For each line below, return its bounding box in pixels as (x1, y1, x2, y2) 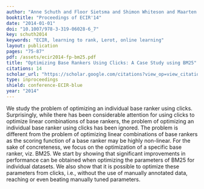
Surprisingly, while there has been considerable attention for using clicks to (6, 111, 195, 119)
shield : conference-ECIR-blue (6, 83, 83, 89)
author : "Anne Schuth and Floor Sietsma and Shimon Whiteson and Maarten (6, 9, 197, 15)
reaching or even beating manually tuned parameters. (6, 176, 141, 183)
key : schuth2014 (6, 32, 47, 38)
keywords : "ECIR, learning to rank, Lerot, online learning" (6, 37, 165, 43)
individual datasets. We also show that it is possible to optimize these (6, 162, 180, 170)
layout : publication (6, 43, 59, 49)
